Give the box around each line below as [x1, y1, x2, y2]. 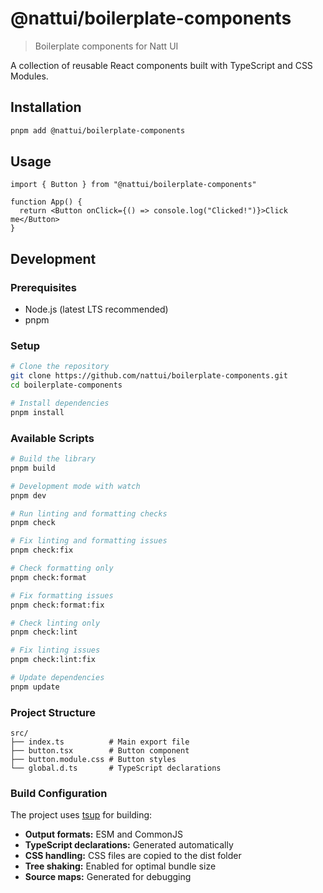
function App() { [10, 197, 83, 207]
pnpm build [10, 463, 56, 473]
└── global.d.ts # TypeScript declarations [10, 763, 222, 774]
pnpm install [10, 407, 65, 417]
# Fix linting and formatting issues [10, 536, 168, 546]
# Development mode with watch [10, 481, 141, 491]
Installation [10, 99, 82, 116]
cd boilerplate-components [10, 380, 123, 391]
